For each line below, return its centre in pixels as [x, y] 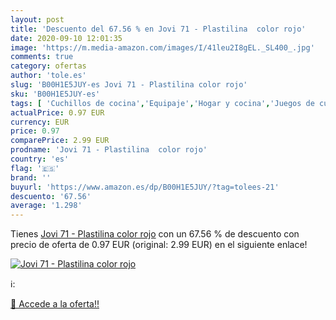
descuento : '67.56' [51, 196]
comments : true [42, 57]
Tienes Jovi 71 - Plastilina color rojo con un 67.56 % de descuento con [155, 234]
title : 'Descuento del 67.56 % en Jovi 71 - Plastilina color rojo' [158, 29]
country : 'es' [40, 159]
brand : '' [31, 177]
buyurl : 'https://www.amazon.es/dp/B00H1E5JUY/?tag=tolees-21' [145, 187]
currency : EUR [40, 122]
